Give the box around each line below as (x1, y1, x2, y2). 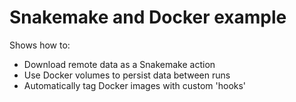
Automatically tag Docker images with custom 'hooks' (23, 79, 247, 91)
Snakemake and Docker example (9, 6, 287, 29)
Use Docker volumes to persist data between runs (23, 69, 231, 81)
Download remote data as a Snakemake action (23, 58, 216, 70)
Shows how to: (9, 39, 71, 51)
